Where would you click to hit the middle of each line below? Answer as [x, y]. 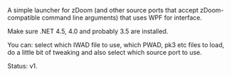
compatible [24, 18]
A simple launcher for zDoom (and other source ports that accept [103, 10]
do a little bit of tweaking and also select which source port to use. [105, 52]
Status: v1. [22, 66]
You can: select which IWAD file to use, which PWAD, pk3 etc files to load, [116, 45]
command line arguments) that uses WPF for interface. [122, 18]
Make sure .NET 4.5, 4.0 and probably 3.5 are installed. [88, 31]
